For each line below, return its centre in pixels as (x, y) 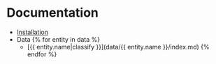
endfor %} (42, 54)
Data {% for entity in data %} (58, 39)
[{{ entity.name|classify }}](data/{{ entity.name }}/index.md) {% (118, 47)
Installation (33, 32)
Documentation (53, 13)
